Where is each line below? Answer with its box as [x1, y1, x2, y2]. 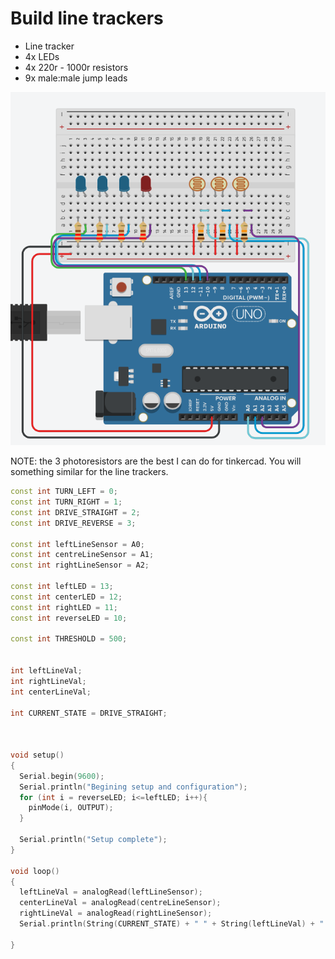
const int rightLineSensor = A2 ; [10, 560, 150, 571]
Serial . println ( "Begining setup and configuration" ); [19, 782, 248, 792]
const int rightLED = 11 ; [10, 602, 118, 612]
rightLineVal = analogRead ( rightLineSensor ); [19, 908, 213, 919]
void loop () [10, 866, 60, 876]
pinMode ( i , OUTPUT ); [28, 803, 114, 813]
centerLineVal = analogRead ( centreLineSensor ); [19, 898, 222, 908]
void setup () [10, 750, 65, 761]
